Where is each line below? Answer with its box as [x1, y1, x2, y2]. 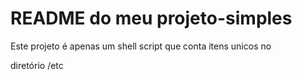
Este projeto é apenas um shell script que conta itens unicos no [10, 40, 272, 52]
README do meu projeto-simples [10, 7, 293, 30]
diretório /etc [10, 59, 64, 71]
